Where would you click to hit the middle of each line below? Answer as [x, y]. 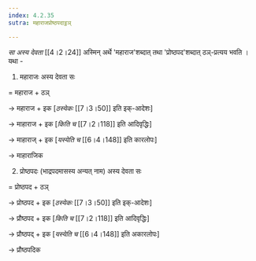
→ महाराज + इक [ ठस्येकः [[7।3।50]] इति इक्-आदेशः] [81, 108]
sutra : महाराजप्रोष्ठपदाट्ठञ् [40, 23]
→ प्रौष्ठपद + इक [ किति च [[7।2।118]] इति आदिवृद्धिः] [79, 218]
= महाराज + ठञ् [29, 92]
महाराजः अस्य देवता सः [47, 76]
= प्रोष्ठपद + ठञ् [28, 186]
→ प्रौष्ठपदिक [24, 249]
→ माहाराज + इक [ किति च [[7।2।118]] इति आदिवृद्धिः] [80, 123]
